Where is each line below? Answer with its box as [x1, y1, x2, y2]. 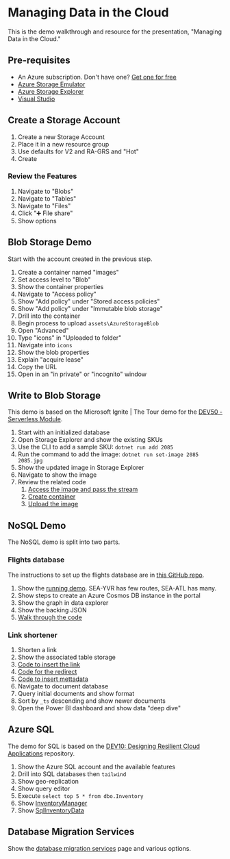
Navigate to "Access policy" [17, 290, 97, 298]
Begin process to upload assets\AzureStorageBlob [17, 319, 159, 327]
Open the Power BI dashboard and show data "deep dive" [17, 704, 181, 712]
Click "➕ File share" [17, 209, 73, 217]
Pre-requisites [8, 55, 71, 66]
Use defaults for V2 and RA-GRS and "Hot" [17, 147, 140, 155]
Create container [27, 493, 76, 501]
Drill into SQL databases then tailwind [17, 769, 127, 778]
